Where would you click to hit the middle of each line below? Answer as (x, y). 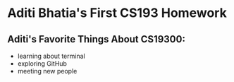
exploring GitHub (42, 64)
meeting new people (47, 71)
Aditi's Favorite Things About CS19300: (96, 39)
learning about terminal (51, 56)
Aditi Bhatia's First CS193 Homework (117, 13)
